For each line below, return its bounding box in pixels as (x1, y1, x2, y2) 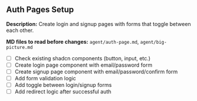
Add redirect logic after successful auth (14, 88, 111, 95)
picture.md (6, 44, 33, 50)
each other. (6, 27, 34, 34)
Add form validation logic (14, 75, 76, 82)
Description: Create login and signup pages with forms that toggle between (6, 20, 191, 27)
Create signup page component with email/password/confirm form (14, 68, 178, 75)
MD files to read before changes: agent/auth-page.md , (6, 38, 139, 45)
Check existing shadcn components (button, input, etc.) (14, 54, 151, 61)
